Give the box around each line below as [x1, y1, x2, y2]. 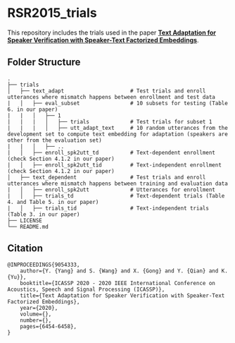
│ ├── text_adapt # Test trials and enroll [7, 87, 206, 95]
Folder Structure [7, 56, 81, 68]
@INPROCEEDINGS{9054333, [7, 261, 80, 268]
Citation [7, 242, 44, 255]
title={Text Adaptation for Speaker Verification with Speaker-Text [20, 291, 225, 299]
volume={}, [20, 311, 52, 318]
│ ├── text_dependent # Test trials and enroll [7, 174, 206, 181]
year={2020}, [20, 304, 58, 311]
